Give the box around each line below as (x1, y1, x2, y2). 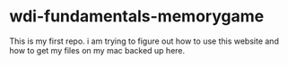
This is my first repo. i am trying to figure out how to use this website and (9, 36, 280, 46)
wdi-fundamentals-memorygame (9, 6, 265, 27)
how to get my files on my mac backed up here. (9, 45, 186, 55)
